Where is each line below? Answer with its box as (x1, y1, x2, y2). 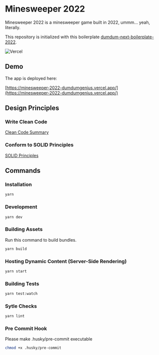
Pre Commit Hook (5, 325, 47, 332)
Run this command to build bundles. (5, 237, 77, 243)
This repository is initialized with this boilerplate (5, 34, 100, 40)
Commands (5, 167, 41, 175)
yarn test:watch (5, 292, 38, 296)
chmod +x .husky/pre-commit (5, 345, 62, 351)
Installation (5, 181, 32, 188)
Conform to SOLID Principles (5, 141, 74, 148)
